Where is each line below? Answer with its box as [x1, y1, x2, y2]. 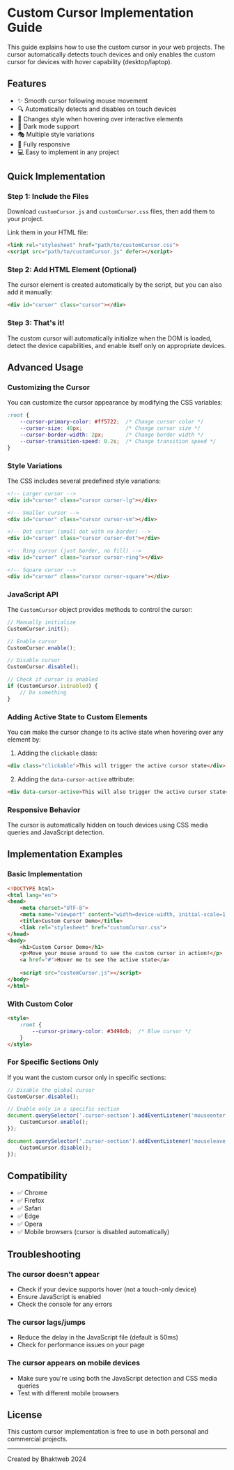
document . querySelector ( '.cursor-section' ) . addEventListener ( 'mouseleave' [7, 1137, 229, 1145]
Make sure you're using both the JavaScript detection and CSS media [17, 1374, 217, 1382]
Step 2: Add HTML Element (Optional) [7, 265, 137, 275]
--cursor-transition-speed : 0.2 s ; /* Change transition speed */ [19, 437, 217, 444]
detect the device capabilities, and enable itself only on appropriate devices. [7, 341, 226, 350]
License [7, 1409, 42, 1421]
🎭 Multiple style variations [17, 130, 95, 138]
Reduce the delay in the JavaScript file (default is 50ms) [17, 1333, 179, 1342]
